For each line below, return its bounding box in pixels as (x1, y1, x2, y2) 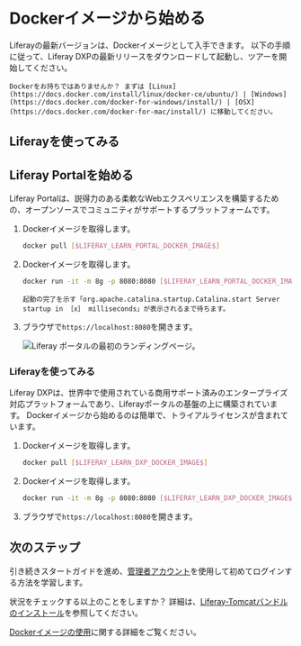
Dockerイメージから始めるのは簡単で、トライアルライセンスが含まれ (26, 410, 281, 421)
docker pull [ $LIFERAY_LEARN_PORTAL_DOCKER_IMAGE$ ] (22, 241, 220, 250)
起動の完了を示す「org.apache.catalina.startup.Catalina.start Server (22, 295, 280, 304)
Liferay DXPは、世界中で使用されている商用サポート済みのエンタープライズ (9, 387, 288, 398)
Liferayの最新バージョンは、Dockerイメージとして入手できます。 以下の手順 (9, 40, 290, 50)
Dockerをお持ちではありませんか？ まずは (9, 82, 146, 91)
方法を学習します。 (16, 577, 88, 587)
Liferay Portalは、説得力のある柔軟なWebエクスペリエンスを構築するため (9, 193, 279, 204)
